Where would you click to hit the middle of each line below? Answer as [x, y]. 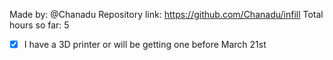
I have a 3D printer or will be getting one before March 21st [145, 44]
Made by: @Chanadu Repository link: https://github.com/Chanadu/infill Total [166, 14]
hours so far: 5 [39, 25]
